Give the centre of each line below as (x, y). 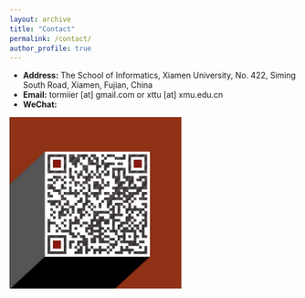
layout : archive (40, 19)
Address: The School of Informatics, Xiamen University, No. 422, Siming (159, 75)
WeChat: (40, 104)
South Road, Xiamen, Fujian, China (88, 85)
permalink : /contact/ (51, 38)
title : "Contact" (42, 29)
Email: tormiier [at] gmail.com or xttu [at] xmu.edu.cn (123, 95)
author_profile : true (51, 48)
